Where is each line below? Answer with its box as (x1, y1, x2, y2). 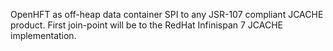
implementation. (10, 30, 77, 41)
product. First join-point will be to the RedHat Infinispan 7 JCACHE (10, 19, 284, 31)
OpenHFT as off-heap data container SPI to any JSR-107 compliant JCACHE (10, 9, 324, 20)
